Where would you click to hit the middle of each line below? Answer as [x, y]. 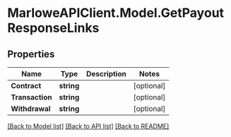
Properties [31, 54]
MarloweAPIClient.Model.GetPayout [116, 13]
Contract [26, 86]
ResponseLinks [53, 28]
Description [106, 74]
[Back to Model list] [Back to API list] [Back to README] [88, 126]
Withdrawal [31, 109]
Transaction [31, 97]
